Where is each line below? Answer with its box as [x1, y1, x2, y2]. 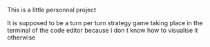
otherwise [7, 33, 36, 42]
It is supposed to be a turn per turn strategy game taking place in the [7, 19, 203, 27]
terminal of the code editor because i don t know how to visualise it [7, 27, 198, 34]
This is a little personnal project [7, 6, 97, 14]
